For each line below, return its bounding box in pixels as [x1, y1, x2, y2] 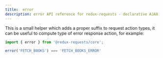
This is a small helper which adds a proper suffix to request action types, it [5, 25, 155, 31]
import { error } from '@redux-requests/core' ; [5, 39, 104, 44]
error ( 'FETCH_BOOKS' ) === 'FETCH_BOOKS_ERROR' [5, 48, 102, 54]
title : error [5, 7, 34, 12]
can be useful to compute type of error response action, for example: [5, 30, 144, 36]
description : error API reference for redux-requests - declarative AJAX [5, 12, 159, 17]
